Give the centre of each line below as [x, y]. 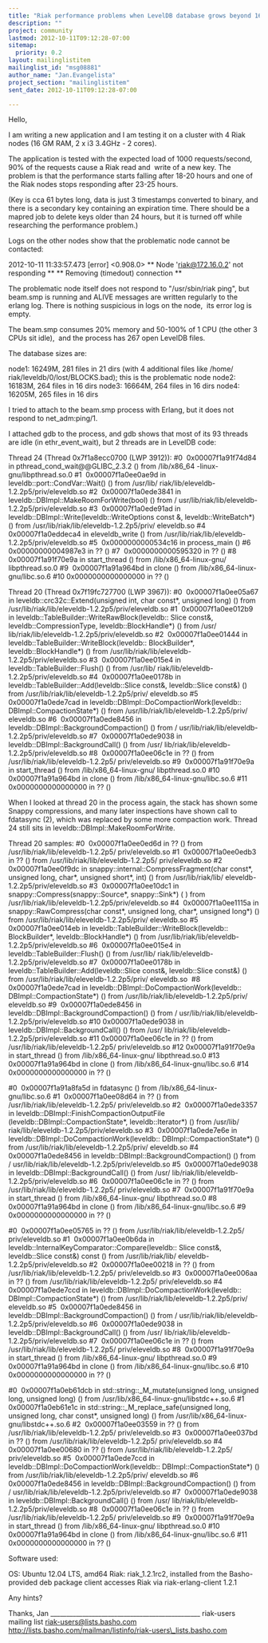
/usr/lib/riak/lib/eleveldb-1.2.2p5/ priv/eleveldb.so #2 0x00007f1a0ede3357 [133, 1105]
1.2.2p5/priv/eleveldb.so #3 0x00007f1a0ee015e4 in [95, 660]
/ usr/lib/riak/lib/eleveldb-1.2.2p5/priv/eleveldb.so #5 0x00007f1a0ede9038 [133, 1164]
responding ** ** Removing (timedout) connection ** [95, 273]
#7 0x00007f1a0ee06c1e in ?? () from [151, 1341]
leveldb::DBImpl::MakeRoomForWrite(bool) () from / [93, 501]
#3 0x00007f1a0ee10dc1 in [134, 886]
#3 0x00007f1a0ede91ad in [135, 509]
